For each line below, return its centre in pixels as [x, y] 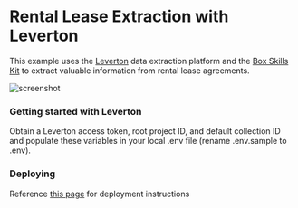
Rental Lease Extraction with [119, 17]
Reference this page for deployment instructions [100, 194]
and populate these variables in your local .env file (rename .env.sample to [148, 141]
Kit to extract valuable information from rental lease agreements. [130, 71]
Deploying [33, 174]
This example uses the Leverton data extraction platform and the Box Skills [149, 61]
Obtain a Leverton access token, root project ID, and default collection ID [145, 131]
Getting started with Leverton [76, 111]
